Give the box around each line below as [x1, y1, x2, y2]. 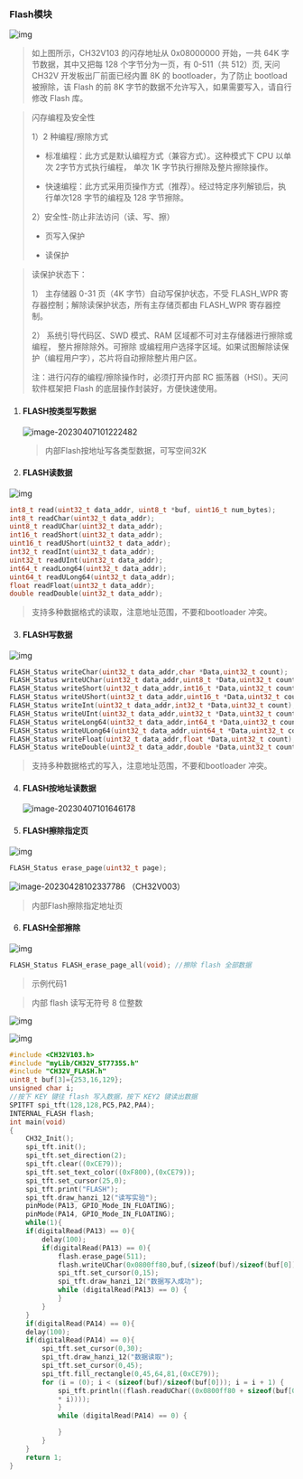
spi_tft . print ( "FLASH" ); [25, 1184, 119, 1193]
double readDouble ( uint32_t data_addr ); [9, 589, 164, 598]
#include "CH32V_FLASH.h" [9, 1067, 106, 1076]
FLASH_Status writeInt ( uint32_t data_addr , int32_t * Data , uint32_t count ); [9, 701, 297, 710]
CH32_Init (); [25, 1134, 75, 1144]
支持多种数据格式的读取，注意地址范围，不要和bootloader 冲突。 [31, 607, 272, 618]
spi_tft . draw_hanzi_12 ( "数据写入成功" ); [57, 1277, 204, 1287]
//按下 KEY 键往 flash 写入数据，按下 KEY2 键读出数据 [9, 1092, 198, 1101]
